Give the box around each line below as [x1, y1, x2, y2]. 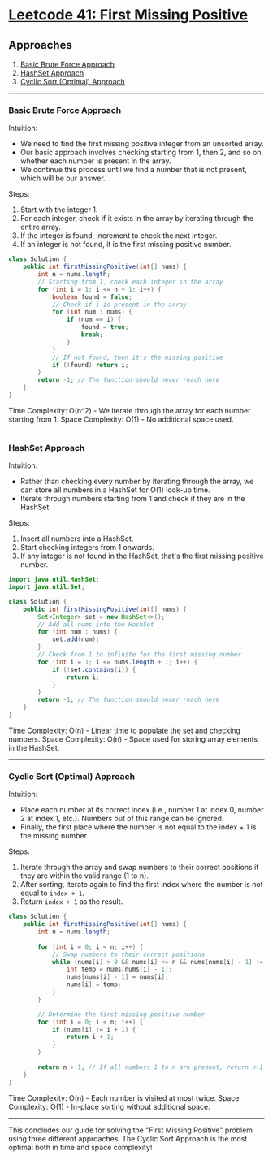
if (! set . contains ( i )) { [51, 665, 136, 673]
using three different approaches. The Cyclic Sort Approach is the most [8, 1133, 248, 1143]
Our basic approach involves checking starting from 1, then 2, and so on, [19, 148, 264, 158]
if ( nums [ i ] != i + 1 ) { [51, 1025, 136, 1033]
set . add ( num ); [51, 635, 100, 643]
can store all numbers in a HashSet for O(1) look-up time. [19, 485, 210, 495]
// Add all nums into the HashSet [37, 620, 154, 629]
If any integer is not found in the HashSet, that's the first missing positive [19, 551, 264, 561]
